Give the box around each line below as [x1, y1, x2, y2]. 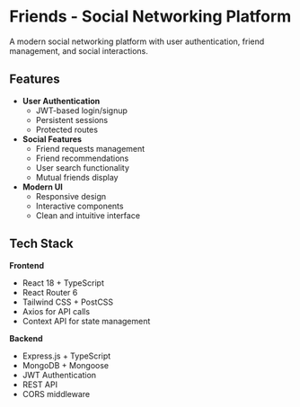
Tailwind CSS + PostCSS [22, 296, 114, 307]
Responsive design [35, 190, 107, 201]
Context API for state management [22, 315, 151, 326]
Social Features [22, 133, 83, 145]
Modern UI [22, 181, 63, 192]
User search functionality [35, 162, 130, 173]
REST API [22, 379, 58, 390]
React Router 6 [22, 287, 78, 297]
